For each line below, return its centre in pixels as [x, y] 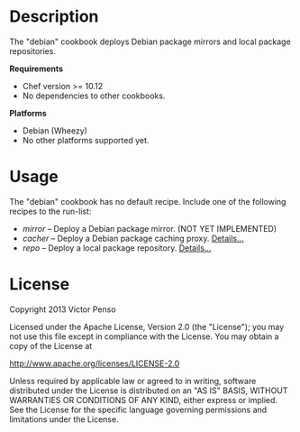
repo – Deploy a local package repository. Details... [117, 248]
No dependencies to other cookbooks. [94, 96]
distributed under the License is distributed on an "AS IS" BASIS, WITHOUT [149, 391]
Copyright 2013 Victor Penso [63, 309]
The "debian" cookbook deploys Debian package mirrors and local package [150, 41]
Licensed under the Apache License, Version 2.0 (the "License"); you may [147, 326]
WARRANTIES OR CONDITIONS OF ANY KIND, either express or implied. [143, 400]
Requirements [36, 69]
